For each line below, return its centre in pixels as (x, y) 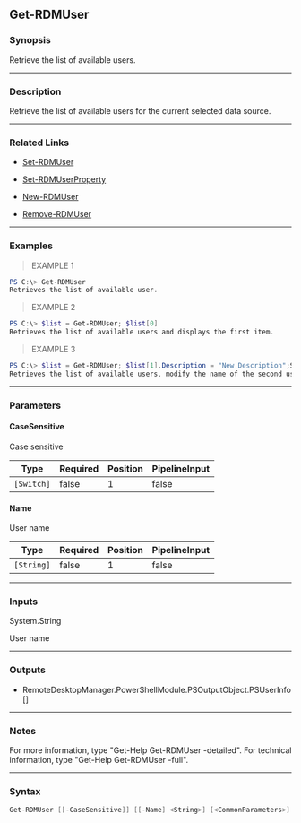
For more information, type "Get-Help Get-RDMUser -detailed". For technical (150, 750)
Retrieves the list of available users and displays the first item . (142, 332)
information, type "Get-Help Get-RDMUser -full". (99, 760)
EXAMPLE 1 (52, 265)
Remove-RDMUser (57, 214)
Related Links (39, 143)
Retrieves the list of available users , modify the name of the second (146, 374)
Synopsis (30, 40)
